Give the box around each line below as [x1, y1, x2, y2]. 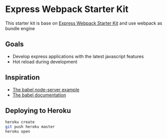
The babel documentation [12, 92, 66, 98]
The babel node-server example [12, 86, 79, 92]
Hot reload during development [12, 59, 77, 65]
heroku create [5, 119, 35, 125]
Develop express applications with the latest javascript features [12, 53, 144, 59]
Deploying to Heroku [5, 106, 71, 115]
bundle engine [5, 25, 35, 31]
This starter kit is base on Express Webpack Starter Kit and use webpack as [5, 20, 162, 26]
